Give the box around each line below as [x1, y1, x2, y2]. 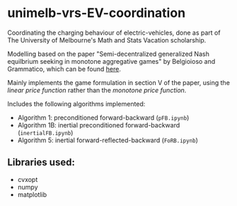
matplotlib [17, 190, 47, 199]
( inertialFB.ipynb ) [17, 128, 74, 137]
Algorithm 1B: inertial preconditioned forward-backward [17, 120, 180, 129]
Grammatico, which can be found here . [7, 64, 122, 73]
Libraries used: [7, 156, 76, 168]
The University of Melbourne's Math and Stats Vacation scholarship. [7, 35, 207, 44]
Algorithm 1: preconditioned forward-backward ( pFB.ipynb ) [17, 113, 190, 122]
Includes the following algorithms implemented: [7, 99, 146, 108]
